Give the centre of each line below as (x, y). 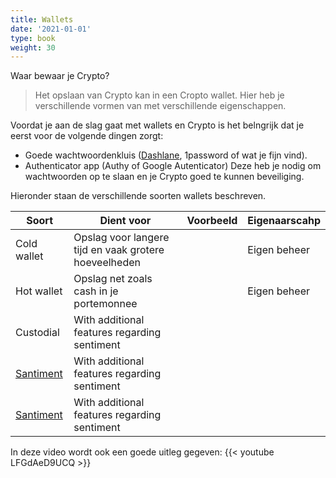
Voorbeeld (212, 221)
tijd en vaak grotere (119, 250)
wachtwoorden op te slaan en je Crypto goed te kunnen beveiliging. (164, 177)
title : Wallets (42, 19)
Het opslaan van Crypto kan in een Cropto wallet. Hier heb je (159, 95)
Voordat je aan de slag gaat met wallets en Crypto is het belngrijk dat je (157, 125)
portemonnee (105, 304)
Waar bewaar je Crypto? (60, 76)
